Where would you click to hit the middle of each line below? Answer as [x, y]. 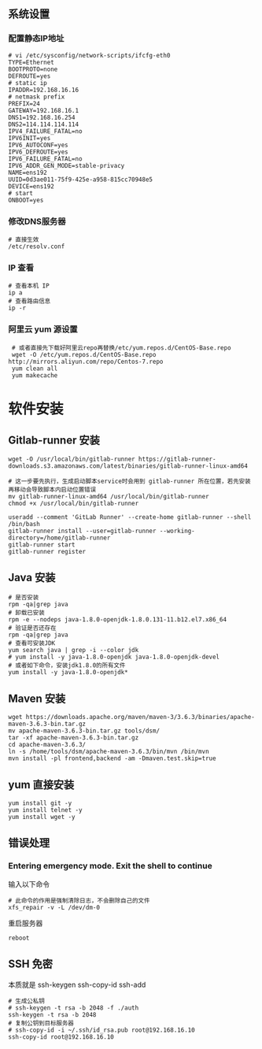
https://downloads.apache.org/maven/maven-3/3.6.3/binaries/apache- [140, 717]
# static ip [28, 83]
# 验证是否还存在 [32, 628]
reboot [19, 938]
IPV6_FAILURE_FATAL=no [45, 159]
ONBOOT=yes [26, 200]
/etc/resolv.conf [37, 246]
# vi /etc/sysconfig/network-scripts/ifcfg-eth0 [89, 55]
